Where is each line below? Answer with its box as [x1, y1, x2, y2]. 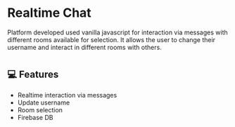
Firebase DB [17, 113, 53, 121]
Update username [17, 98, 70, 107]
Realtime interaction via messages [17, 91, 118, 99]
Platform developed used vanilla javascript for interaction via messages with [7, 28, 229, 36]
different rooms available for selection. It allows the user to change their [7, 35, 216, 44]
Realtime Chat [7, 5, 91, 21]
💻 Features [7, 69, 59, 81]
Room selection [17, 105, 63, 114]
